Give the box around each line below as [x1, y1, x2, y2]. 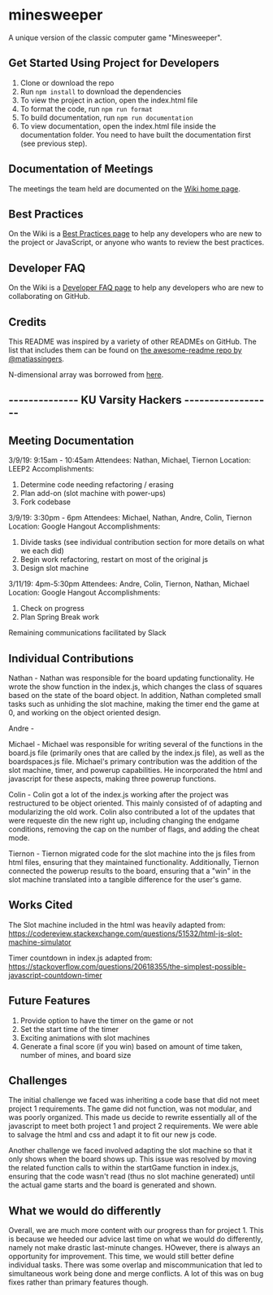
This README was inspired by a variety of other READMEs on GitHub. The [8, 336, 258, 346]
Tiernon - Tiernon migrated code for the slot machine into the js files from [8, 849, 256, 858]
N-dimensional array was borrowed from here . [8, 370, 164, 380]
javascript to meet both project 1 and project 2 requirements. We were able [8, 1122, 258, 1131]
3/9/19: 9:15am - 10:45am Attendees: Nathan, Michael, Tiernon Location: [8, 455, 251, 465]
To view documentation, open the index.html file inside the [19, 121, 217, 131]
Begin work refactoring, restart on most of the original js [19, 555, 209, 564]
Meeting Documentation [8, 433, 134, 447]
